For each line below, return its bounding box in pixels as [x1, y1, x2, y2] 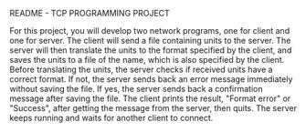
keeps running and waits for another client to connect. [9, 113, 214, 123]
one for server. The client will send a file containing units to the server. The [9, 36, 291, 46]
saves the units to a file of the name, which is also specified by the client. [9, 55, 285, 65]
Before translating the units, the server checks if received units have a [9, 64, 273, 75]
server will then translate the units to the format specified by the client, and [9, 45, 292, 56]
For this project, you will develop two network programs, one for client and [9, 25, 290, 36]
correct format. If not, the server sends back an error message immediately [9, 74, 293, 85]
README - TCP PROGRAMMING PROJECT [9, 8, 171, 18]
